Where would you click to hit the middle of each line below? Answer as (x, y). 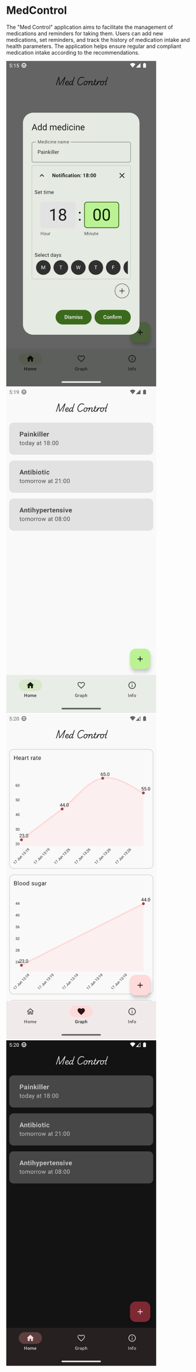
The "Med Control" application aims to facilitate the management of (90, 27)
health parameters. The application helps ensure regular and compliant (94, 46)
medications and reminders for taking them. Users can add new (85, 33)
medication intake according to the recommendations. (73, 52)
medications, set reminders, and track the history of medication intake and (98, 40)
